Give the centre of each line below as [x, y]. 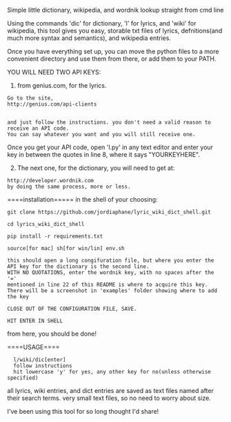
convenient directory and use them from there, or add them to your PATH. [112, 59]
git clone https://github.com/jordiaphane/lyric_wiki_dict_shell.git [109, 212]
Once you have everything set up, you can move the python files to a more [113, 51]
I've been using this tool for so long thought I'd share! [83, 411]
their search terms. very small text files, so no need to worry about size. [109, 398]
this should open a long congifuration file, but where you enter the [111, 260]
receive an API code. [38, 128]
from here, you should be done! [52, 334]
